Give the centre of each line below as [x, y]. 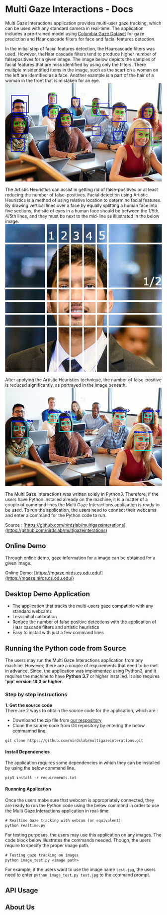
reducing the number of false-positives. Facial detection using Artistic [77, 195]
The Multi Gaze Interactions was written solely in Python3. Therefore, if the [82, 494]
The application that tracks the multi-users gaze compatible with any [83, 606]
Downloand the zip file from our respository [57, 720]
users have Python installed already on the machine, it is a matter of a [77, 499]
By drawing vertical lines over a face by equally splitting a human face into [81, 205]
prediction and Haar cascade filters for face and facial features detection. [80, 39]
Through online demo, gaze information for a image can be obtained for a [80, 558]
